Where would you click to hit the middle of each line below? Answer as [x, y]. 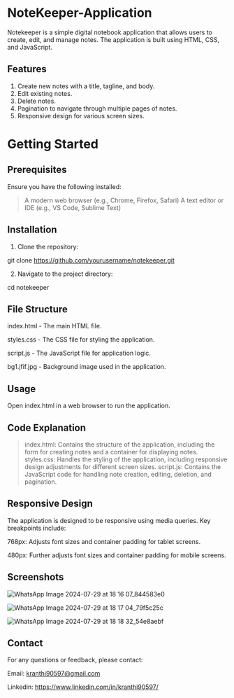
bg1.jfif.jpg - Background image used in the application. [87, 367]
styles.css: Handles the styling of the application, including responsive [126, 459]
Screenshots [36, 577]
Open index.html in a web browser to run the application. [89, 406]
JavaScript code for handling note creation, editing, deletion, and [118, 474]
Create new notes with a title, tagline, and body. [86, 86]
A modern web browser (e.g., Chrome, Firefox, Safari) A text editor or [124, 200]
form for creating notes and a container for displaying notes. [111, 452]
